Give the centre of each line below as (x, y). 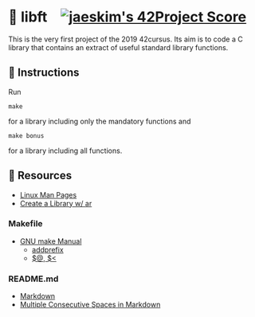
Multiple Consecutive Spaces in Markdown (90, 305)
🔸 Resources (40, 176)
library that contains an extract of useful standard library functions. (118, 47)
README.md (33, 279)
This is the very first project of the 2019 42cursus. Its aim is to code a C (126, 39)
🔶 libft (28, 17)
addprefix (47, 249)
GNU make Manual (51, 241)
